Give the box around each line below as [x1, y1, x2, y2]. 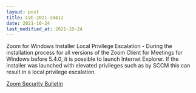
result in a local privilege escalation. [6, 68, 96, 76]
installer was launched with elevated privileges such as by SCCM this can [6, 62, 191, 69]
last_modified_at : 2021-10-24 [6, 26, 83, 32]
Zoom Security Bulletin [6, 80, 64, 88]
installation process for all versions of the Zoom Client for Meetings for [6, 49, 183, 57]
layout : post [6, 9, 39, 15]
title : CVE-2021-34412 [6, 15, 64, 21]
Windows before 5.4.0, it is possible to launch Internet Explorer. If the [6, 55, 179, 63]
